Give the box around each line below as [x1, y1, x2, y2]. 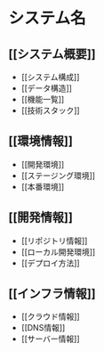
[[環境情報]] [8, 134, 73, 149]
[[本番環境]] [20, 181, 65, 192]
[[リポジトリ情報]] [20, 235, 88, 246]
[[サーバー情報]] [20, 333, 81, 344]
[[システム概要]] [8, 46, 97, 61]
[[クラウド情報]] [20, 311, 81, 322]
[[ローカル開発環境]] [20, 246, 96, 257]
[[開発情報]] [8, 210, 73, 225]
